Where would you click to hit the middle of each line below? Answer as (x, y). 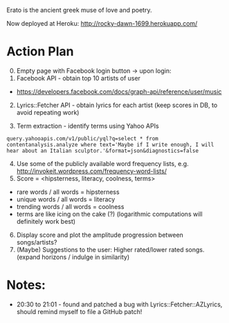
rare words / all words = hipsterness (68, 192)
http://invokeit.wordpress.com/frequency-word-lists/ (92, 171)
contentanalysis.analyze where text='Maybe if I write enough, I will (110, 144)
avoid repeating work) (48, 112)
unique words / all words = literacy (66, 199)
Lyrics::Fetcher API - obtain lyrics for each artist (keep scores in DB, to (117, 105)
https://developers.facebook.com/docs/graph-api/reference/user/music (119, 91)
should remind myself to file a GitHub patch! (79, 311)
